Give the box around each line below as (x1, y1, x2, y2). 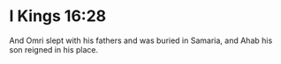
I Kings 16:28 (9, 6, 107, 26)
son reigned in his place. (9, 44, 99, 54)
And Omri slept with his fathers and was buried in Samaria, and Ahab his (9, 35, 273, 46)
